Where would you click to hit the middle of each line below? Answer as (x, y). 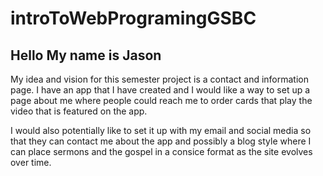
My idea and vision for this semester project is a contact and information (159, 79)
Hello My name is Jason (86, 55)
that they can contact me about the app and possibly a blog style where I (161, 141)
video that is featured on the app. (79, 111)
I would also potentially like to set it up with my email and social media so (161, 130)
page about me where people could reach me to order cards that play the (161, 100)
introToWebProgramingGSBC (133, 18)
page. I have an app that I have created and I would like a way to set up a (160, 90)
